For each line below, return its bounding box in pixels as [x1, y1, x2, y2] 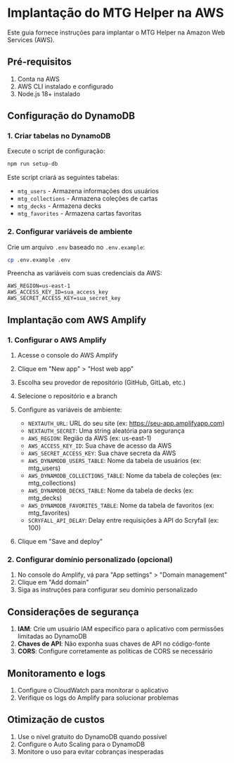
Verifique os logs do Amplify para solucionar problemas [17, 693, 179, 702]
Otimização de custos [7, 714, 105, 726]
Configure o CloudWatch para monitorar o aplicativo [17, 686, 169, 695]
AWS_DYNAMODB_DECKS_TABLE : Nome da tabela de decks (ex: [27, 486, 195, 495]
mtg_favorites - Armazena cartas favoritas [17, 209, 142, 218]
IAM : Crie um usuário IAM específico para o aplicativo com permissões [17, 625, 224, 633]
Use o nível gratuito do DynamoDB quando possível [17, 732, 167, 741]
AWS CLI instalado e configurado [17, 82, 114, 91]
